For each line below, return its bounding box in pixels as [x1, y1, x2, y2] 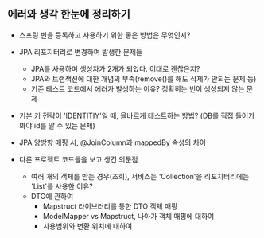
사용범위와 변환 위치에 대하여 [42, 221, 133, 231]
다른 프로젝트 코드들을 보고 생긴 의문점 [18, 154, 138, 164]
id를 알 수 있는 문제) [33, 120, 96, 130]
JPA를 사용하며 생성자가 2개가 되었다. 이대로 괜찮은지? [30, 64, 200, 73]
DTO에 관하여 [30, 191, 74, 201]
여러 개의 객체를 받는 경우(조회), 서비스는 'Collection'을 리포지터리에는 [30, 171, 250, 181]
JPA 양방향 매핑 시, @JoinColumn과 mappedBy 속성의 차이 [18, 138, 206, 147]
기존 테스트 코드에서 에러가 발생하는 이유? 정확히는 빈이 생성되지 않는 [30, 84, 245, 93]
